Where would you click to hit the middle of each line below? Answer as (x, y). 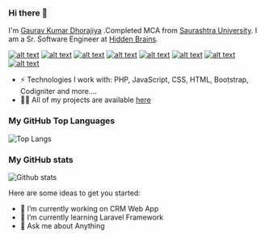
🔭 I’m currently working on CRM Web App (89, 208)
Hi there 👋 (28, 13)
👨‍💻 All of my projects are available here (85, 100)
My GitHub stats (41, 160)
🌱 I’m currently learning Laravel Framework (92, 217)
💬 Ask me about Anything (62, 225)
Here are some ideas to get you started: (75, 193)
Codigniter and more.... (59, 92)
